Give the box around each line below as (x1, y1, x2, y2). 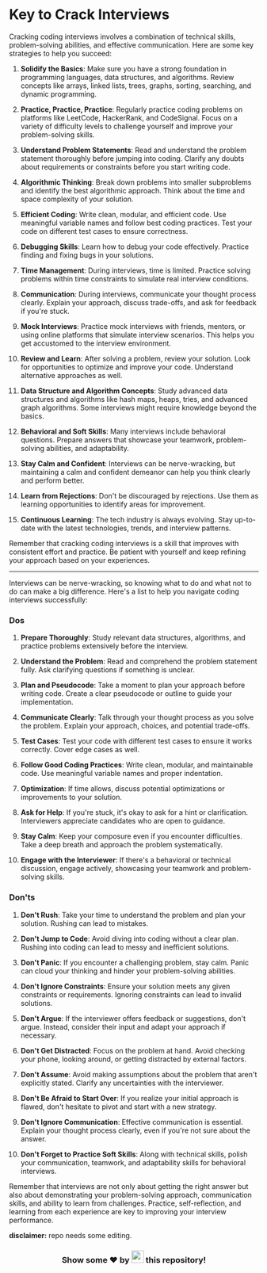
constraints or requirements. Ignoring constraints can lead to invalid (20, 989, 242, 1000)
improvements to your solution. (20, 793, 122, 802)
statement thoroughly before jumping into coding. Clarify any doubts (20, 153, 245, 163)
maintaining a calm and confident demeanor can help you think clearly (20, 467, 251, 476)
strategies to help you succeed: (9, 48, 113, 58)
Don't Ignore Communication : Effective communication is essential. (20, 1117, 244, 1126)
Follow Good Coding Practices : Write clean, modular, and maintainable (20, 760, 254, 770)
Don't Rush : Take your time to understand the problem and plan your (20, 910, 246, 919)
